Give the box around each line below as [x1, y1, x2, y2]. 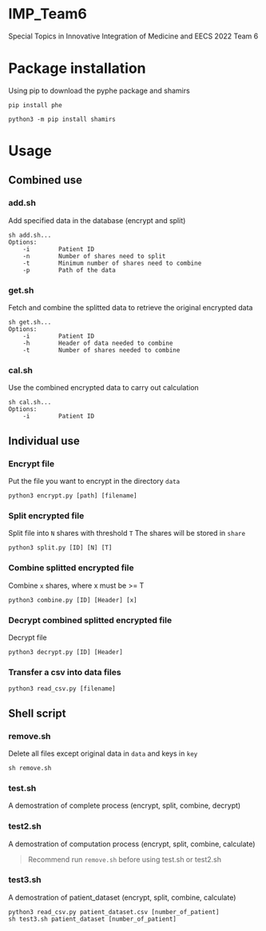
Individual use [8, 434, 80, 448]
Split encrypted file [8, 509, 85, 521]
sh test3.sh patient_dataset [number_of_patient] [8, 915, 177, 923]
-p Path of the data [22, 266, 116, 274]
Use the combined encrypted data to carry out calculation [8, 383, 200, 393]
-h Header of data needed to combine [22, 339, 173, 348]
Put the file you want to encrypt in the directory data [8, 477, 181, 486]
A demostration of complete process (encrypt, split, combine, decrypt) [8, 801, 241, 810]
